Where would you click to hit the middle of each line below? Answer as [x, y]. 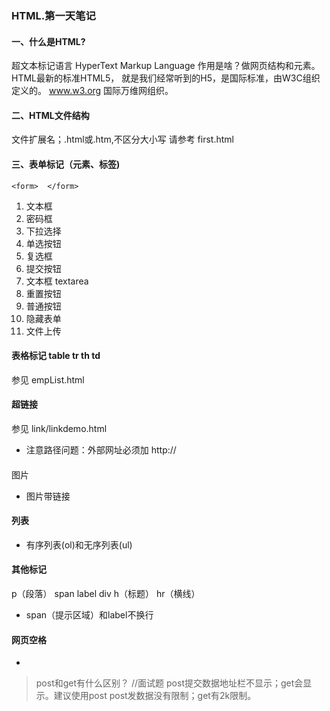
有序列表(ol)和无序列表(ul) [79, 544]
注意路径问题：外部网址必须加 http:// [101, 449]
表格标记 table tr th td [56, 356]
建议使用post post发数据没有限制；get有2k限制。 [155, 696]
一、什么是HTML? [48, 41]
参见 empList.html [48, 379]
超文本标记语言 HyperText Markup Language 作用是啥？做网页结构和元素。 [166, 66]
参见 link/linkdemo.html [59, 428]
